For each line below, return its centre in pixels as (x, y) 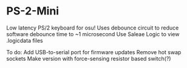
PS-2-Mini (33, 11)
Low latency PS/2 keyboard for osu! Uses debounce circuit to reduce (93, 28)
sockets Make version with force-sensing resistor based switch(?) (89, 58)
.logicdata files (25, 40)
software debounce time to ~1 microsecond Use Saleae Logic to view (93, 34)
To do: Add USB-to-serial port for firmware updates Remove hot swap (94, 52)
